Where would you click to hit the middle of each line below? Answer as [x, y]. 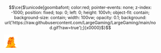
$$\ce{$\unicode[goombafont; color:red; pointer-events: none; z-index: [80, 7]
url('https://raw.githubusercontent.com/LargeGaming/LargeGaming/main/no [80, 22]
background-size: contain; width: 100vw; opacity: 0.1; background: [80, 17]
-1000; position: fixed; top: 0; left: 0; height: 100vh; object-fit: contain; [80, 12]
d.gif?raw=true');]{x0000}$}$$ [80, 28]
